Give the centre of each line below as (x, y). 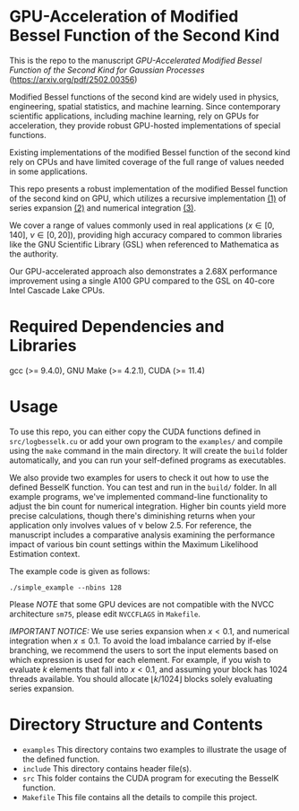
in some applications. (48, 171)
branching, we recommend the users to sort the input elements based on (144, 650)
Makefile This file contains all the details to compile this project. (140, 797)
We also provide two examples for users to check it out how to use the (139, 477)
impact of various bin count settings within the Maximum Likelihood (134, 544)
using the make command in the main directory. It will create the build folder (149, 450)
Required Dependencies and (117, 327)
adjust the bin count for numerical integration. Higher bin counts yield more (148, 506)
